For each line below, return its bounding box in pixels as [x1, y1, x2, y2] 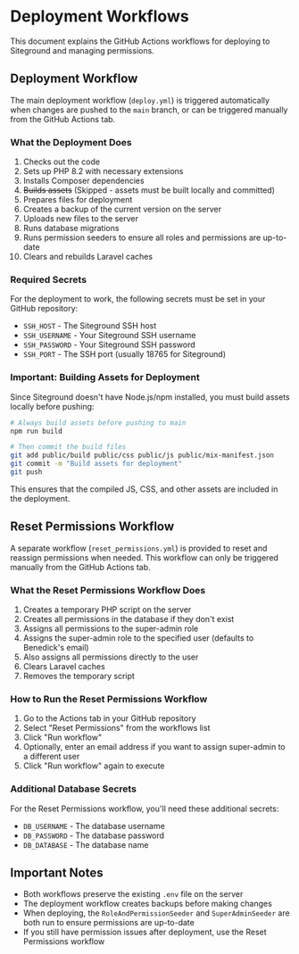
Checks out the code [22, 156, 101, 167]
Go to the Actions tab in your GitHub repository [22, 713, 196, 724]
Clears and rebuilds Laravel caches [22, 252, 154, 262]
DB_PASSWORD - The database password [22, 830, 164, 841]
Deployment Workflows [10, 6, 190, 27]
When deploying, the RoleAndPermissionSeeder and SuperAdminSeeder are [22, 908, 290, 918]
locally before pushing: [10, 401, 95, 411]
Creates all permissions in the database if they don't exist [22, 614, 235, 624]
